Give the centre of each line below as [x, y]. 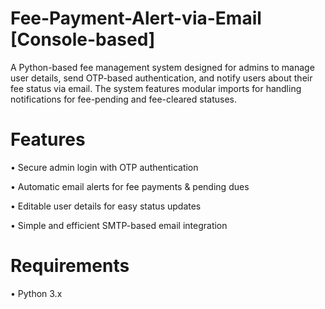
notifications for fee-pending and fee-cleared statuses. [124, 99]
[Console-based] [83, 39]
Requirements [70, 266]
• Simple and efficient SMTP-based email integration [119, 225]
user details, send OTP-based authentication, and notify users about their [161, 78]
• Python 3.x [36, 293]
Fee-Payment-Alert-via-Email [136, 18]
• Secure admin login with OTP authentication [104, 167]
